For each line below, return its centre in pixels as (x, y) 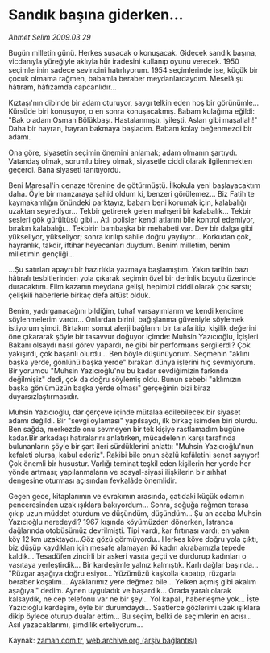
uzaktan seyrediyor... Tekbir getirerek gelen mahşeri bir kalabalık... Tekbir (130, 210)
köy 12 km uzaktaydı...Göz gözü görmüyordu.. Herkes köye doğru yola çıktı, (133, 539)
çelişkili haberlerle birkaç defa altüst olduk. (80, 295)
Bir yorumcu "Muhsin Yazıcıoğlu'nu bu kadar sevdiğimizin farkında (118, 370)
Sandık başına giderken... (96, 15)
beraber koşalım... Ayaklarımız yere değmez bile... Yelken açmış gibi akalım (132, 581)
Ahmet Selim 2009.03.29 (50, 37)
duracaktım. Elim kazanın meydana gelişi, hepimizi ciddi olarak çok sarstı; (130, 286)
